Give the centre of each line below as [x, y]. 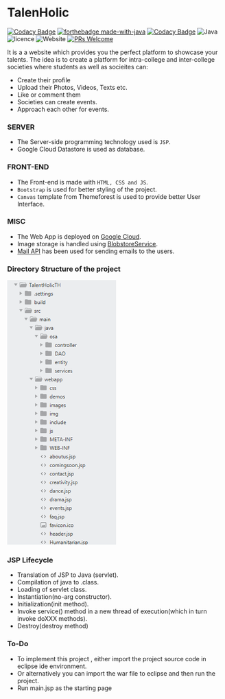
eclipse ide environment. [52, 666]
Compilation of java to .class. [58, 582]
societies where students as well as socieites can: [78, 67]
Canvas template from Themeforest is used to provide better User [109, 196]
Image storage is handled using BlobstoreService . [87, 244]
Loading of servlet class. [52, 590]
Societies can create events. [57, 102]
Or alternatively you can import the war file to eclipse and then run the [116, 673]
